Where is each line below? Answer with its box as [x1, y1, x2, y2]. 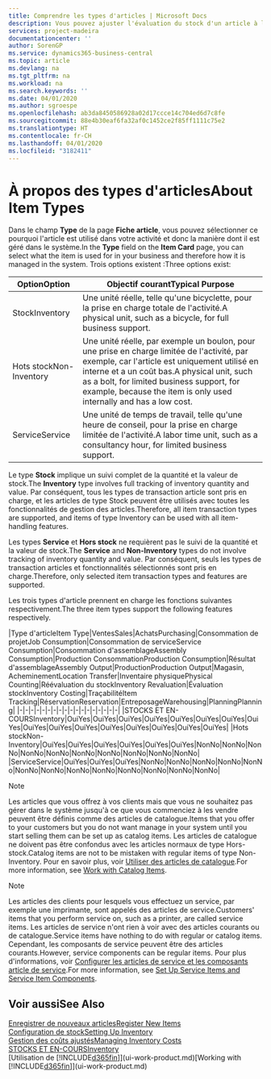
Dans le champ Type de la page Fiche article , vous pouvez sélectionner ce [8, 225, 258, 235]
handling [8, 522, 38, 531]
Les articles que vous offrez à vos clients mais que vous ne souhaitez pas [8, 797, 253, 806]
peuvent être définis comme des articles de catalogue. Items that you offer [8, 814, 255, 823]
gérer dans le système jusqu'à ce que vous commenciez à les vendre [8, 806, 239, 815]
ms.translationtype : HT [8, 124, 89, 132]
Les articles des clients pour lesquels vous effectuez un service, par [8, 897, 236, 906]
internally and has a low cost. [82, 396, 193, 407]
